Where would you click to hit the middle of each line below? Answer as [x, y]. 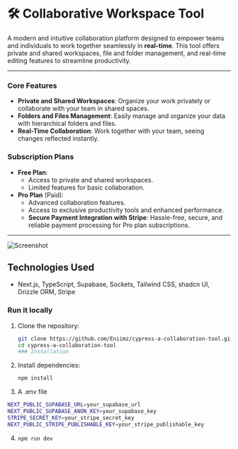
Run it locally [30, 310]
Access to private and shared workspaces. [91, 180]
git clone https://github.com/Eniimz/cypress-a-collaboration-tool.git [125, 339]
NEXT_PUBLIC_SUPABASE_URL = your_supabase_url [74, 405]
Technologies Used [51, 267]
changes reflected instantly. [58, 139]
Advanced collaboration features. [77, 202]
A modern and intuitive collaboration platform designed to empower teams [116, 38]
